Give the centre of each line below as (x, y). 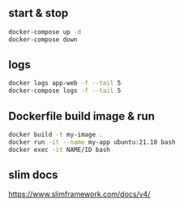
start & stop (39, 13)
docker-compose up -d (45, 32)
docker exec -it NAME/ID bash (60, 150)
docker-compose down (43, 40)
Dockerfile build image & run (82, 116)
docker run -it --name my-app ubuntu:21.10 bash (92, 142)
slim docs (33, 174)
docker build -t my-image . (56, 134)
